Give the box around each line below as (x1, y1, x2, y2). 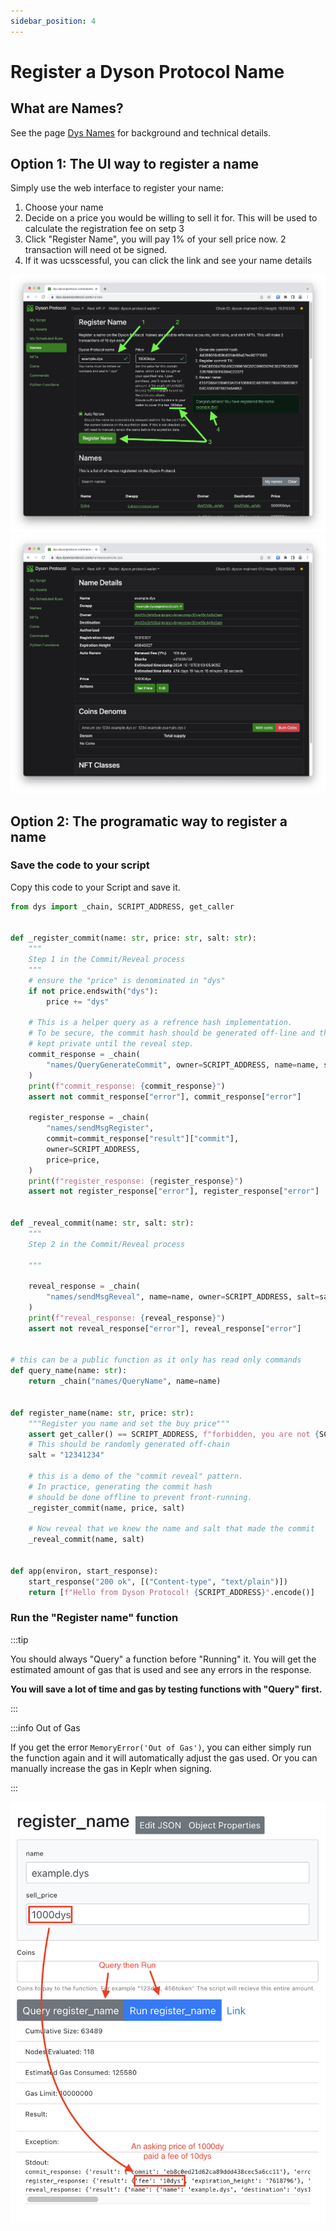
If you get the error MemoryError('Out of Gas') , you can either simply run (10, 1741, 312, 1753)
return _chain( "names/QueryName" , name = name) (28, 1376, 222, 1387)
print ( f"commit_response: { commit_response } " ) (28, 1081, 226, 1091)
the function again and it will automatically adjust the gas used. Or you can (10, 1751, 318, 1764)
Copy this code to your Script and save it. (10, 881, 181, 893)
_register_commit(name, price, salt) (28, 1503, 186, 1513)
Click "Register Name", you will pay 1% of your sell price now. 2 (24, 233, 287, 245)
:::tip (10, 1633, 29, 1645)
